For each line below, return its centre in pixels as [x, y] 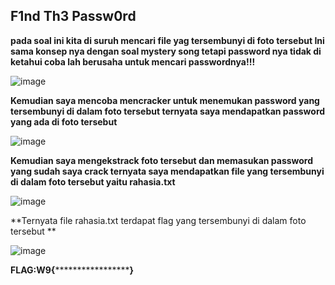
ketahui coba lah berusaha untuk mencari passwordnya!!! [133, 61]
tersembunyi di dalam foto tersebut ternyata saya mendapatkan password [168, 111]
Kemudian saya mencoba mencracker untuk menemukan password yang [165, 100]
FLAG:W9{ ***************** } [72, 270]
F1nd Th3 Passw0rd [73, 16]
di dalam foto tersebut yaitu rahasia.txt [93, 181]
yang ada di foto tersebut [64, 121]
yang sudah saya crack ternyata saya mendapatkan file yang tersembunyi [167, 171]
